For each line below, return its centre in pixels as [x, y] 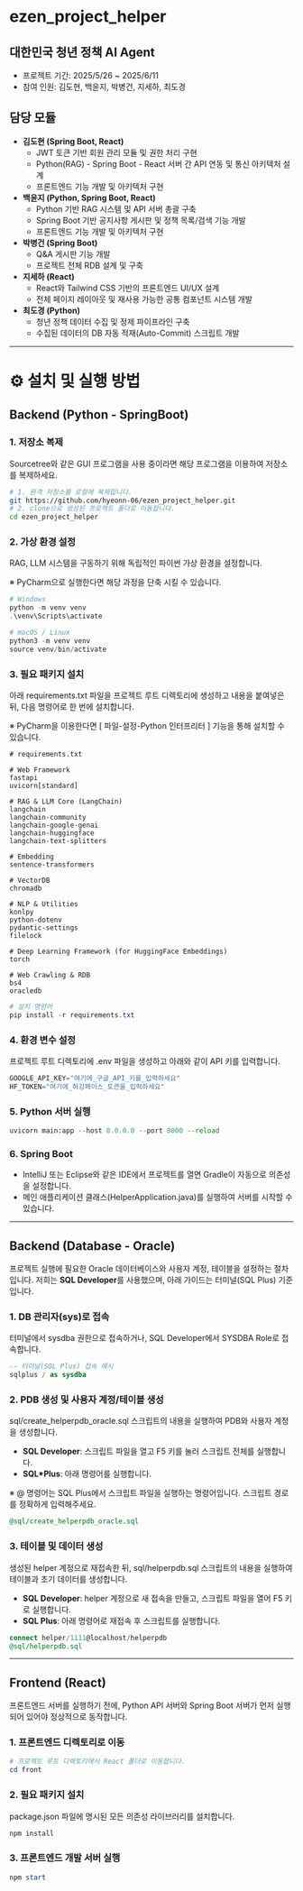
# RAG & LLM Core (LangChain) [66, 802]
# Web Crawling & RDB [50, 976]
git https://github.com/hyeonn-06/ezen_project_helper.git [123, 500]
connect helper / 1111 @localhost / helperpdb [88, 1638]
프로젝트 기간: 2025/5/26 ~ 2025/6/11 [91, 75]
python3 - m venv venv [50, 641]
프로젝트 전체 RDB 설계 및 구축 [90, 265]
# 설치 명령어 [31, 1007]
